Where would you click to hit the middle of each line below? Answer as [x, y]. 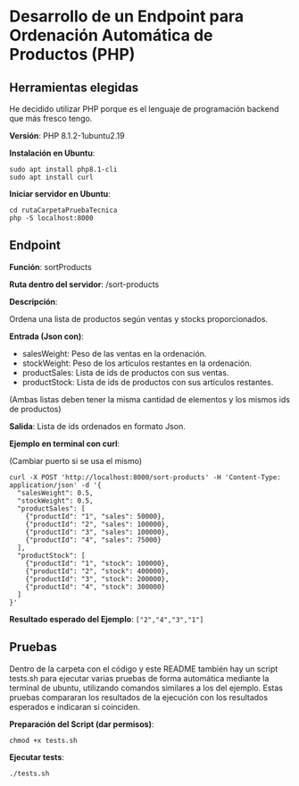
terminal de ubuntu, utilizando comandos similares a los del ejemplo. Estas [146, 688]
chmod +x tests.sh [43, 740]
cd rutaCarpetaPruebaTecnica [63, 210]
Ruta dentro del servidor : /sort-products [84, 284]
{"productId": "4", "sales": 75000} [94, 540]
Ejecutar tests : [37, 756]
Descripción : [33, 301]
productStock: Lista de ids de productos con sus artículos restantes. [148, 382]
